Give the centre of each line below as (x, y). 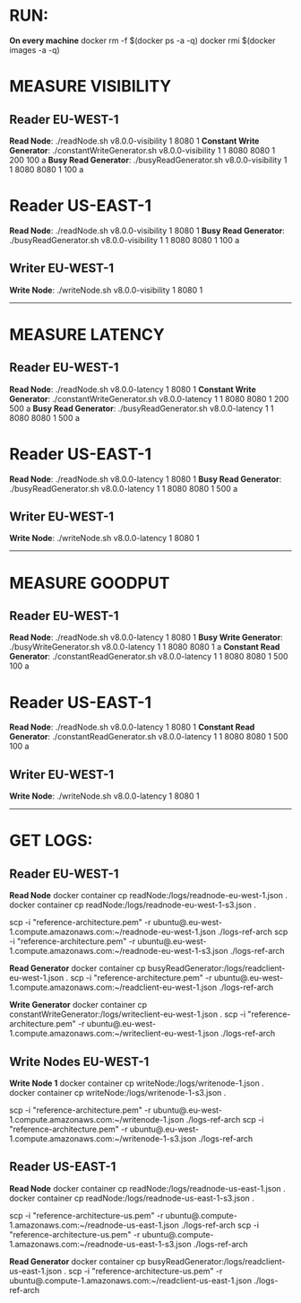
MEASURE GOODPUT (90, 583)
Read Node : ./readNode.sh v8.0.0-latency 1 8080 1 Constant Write (133, 389)
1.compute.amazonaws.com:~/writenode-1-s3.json (103, 1139)
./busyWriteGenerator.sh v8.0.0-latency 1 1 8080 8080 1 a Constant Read (145, 647)
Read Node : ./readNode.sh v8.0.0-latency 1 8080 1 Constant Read (132, 727)
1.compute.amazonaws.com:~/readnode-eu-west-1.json (113, 932)
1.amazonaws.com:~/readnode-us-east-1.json (94, 1225)
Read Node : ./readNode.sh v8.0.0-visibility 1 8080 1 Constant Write (134, 141)
